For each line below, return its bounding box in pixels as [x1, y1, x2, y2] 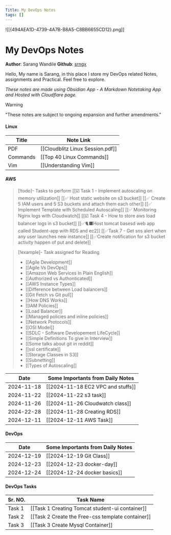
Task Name [76, 496, 105, 503]
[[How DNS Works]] [25, 297, 67, 303]
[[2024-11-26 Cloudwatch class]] [45, 400, 132, 407]
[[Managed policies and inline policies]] [25, 313, 109, 319]
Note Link [66, 136, 91, 143]
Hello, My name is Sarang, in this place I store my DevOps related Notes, [5, 71, 158, 77]
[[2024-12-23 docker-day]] [45, 461, 118, 468]
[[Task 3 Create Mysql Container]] [30, 522, 113, 529]
